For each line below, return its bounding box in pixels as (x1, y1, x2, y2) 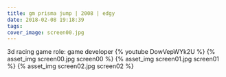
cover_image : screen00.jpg (7, 29, 84, 36)
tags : (7, 22, 23, 29)
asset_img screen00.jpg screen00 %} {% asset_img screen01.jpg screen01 (7, 55, 220, 63)
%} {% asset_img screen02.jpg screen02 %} (7, 62, 134, 70)
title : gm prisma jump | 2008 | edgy (7, 10, 115, 17)
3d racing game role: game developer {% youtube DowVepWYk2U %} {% (7, 48, 216, 56)
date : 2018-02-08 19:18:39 (7, 16, 84, 23)
